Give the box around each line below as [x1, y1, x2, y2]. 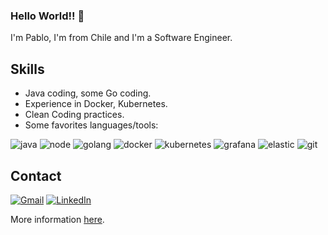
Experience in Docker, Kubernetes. [24, 98, 168, 110]
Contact [10, 167, 62, 184]
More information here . [10, 213, 105, 225]
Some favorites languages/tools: [24, 119, 159, 131]
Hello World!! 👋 [10, 9, 85, 23]
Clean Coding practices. [24, 109, 125, 121]
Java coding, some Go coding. [24, 87, 152, 99]
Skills [10, 60, 45, 78]
